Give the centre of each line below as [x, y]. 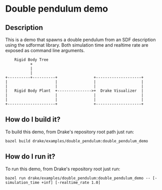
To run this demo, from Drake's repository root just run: [63, 169]
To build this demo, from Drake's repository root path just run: [70, 132]
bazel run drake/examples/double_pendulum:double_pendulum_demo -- [78, 178]
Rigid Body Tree [32, 60]
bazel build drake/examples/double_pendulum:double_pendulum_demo [77, 141]
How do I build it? [33, 120]
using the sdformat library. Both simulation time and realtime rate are [77, 45]
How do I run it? [30, 157]
